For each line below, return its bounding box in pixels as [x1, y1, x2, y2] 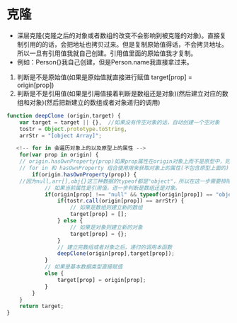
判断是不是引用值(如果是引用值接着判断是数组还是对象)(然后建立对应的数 [16, 89, 229, 98]
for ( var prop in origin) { [19, 152, 99, 159]
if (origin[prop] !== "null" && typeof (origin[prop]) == [44, 191, 213, 198]
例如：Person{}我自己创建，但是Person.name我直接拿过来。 [16, 57, 194, 66]
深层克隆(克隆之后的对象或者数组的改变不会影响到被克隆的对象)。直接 [16, 31, 221, 40]
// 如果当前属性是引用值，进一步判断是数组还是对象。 [44, 184, 181, 191]
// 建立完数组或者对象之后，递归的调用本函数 [57, 244, 173, 251]
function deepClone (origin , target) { [6, 112, 121, 119]
